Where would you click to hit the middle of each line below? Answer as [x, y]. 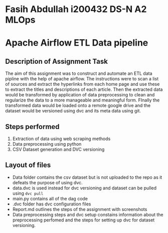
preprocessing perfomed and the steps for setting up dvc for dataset [83, 220]
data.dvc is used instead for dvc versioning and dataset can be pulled [85, 188]
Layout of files [28, 165]
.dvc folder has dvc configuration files [52, 204]
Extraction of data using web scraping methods [61, 139]
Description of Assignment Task [56, 61]
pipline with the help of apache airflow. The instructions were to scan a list [82, 79]
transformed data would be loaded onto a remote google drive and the [78, 105]
